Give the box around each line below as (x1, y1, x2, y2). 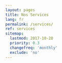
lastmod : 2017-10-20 (10, 36, 53, 41)
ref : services (5, 26, 36, 31)
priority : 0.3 (10, 41, 40, 46)
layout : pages (5, 7, 36, 13)
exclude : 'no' (10, 50, 40, 55)
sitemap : (5, 31, 24, 36)
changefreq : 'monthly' (10, 45, 58, 50)
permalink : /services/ (5, 21, 53, 27)
